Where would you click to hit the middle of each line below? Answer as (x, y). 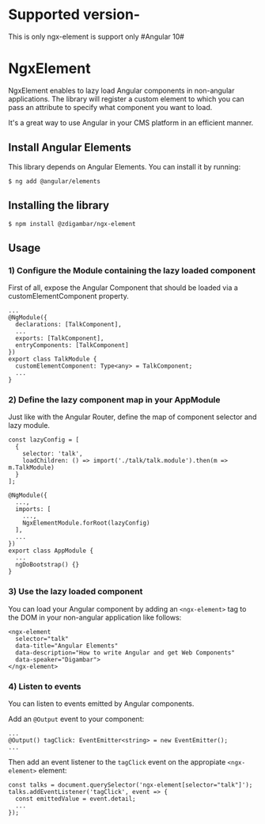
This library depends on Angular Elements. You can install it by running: (125, 166)
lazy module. (29, 425)
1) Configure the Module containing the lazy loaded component (132, 270)
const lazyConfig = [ (44, 440)
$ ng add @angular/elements (55, 181)
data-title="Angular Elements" (67, 646)
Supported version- (74, 15)
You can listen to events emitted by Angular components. (101, 704)
